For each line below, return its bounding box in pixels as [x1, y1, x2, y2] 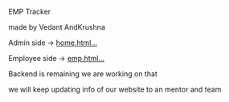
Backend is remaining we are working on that [8, 69, 158, 79]
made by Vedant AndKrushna [8, 22, 106, 31]
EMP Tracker [8, 7, 51, 16]
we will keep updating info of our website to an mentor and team [8, 84, 222, 94]
